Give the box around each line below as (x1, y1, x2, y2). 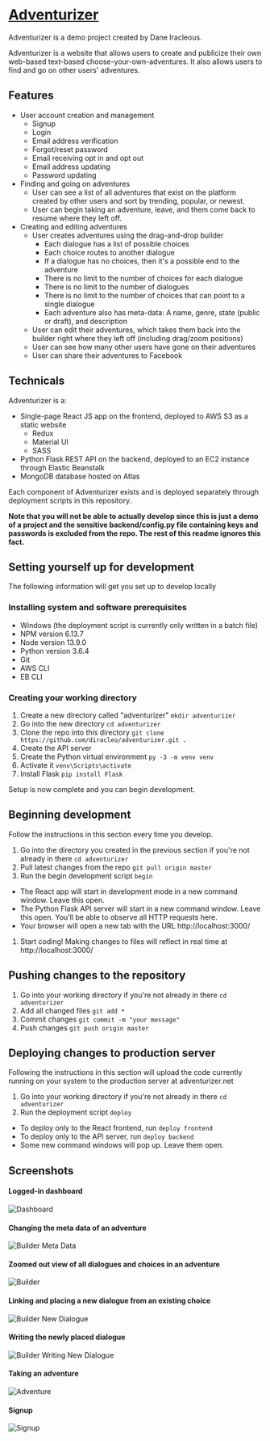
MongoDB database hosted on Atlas (19, 471, 140, 481)
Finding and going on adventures (19, 179, 131, 188)
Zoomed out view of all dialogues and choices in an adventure (8, 1259, 220, 1269)
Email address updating (31, 162, 110, 171)
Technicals (8, 374, 65, 388)
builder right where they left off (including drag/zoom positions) (31, 333, 243, 343)
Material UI (31, 436, 69, 446)
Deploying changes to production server (8, 1046, 216, 1060)
